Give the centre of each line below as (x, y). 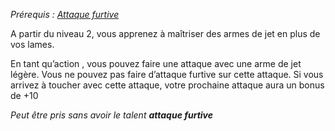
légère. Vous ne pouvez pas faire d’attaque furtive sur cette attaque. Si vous (167, 74)
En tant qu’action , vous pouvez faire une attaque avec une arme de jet (156, 63)
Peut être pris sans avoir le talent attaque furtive (111, 115)
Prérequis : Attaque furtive (65, 14)
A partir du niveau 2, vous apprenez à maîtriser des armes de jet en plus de (165, 33)
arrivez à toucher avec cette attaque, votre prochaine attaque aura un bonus (167, 85)
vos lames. (32, 44)
